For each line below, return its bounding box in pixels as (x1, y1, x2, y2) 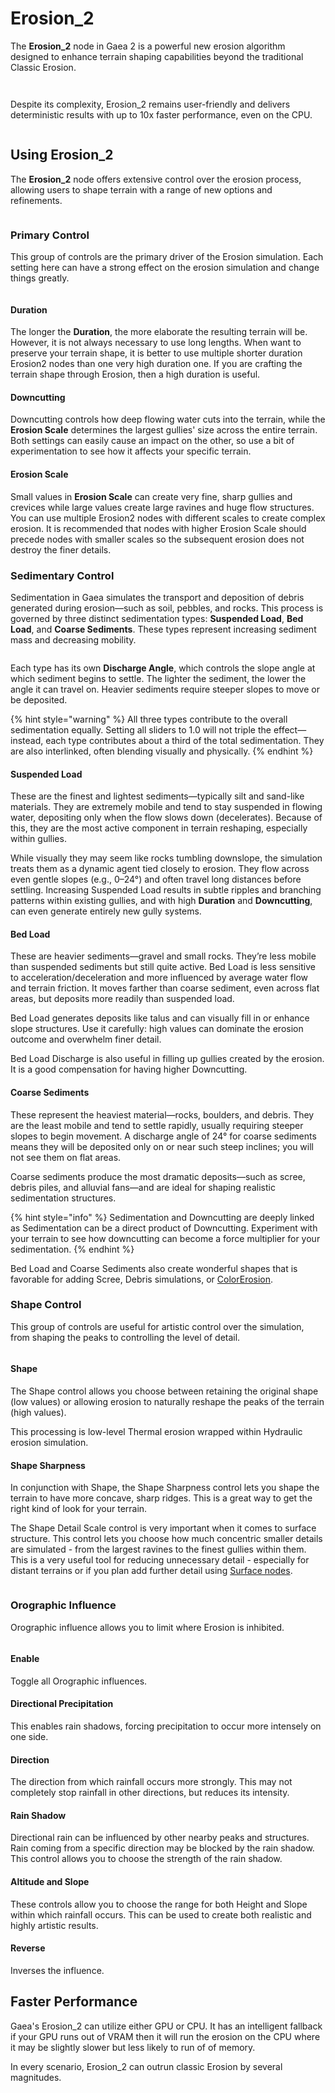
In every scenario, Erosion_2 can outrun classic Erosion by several (10, 2060, 283, 2072)
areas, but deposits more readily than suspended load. (10, 993, 235, 1005)
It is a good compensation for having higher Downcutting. (10, 1063, 248, 1076)
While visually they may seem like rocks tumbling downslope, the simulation (10, 852, 323, 864)
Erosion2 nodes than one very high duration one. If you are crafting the (10, 358, 303, 370)
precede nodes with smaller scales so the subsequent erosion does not (10, 533, 305, 545)
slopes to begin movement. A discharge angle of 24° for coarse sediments (10, 1130, 317, 1142)
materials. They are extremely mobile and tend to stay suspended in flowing (10, 801, 323, 813)
